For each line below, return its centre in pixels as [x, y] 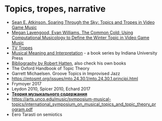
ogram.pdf [22, 109]
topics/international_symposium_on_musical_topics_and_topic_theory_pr [84, 104]
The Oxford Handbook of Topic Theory [50, 68]
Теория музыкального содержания [49, 94]
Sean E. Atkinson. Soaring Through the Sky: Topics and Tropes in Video [83, 22]
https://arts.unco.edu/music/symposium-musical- [61, 99]
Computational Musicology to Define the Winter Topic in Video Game [81, 38]
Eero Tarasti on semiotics [37, 114]
